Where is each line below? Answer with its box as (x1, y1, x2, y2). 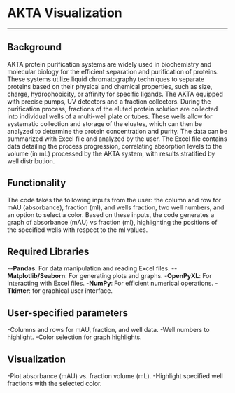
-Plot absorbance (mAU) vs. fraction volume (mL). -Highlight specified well (7, 372, 224, 380)
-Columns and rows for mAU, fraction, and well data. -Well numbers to (7, 326, 210, 334)
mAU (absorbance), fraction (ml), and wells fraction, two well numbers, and (7, 203, 225, 212)
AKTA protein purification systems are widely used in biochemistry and (7, 60, 212, 68)
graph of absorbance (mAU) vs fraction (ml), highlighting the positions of (7, 218, 218, 226)
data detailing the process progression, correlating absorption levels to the (7, 142, 222, 150)
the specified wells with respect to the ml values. (7, 226, 148, 234)
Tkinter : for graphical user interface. (7, 287, 113, 295)
